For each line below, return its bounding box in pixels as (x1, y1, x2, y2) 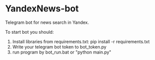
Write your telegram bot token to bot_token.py (12, 44, 107, 50)
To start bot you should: (5, 29, 54, 35)
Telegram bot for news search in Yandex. (5, 19, 89, 25)
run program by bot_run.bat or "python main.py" (12, 49, 112, 55)
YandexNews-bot (5, 3, 79, 14)
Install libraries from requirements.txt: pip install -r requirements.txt (12, 38, 150, 45)
